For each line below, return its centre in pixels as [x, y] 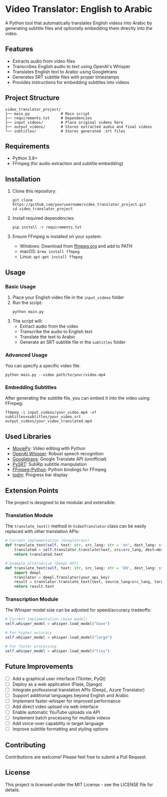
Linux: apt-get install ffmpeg [51, 257]
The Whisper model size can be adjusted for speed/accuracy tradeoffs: [78, 610]
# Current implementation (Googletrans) [48, 540]
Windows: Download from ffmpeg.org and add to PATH [76, 246]
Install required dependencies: [43, 218]
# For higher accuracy [29, 633]
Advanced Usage [26, 355]
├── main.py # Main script [48, 114]
